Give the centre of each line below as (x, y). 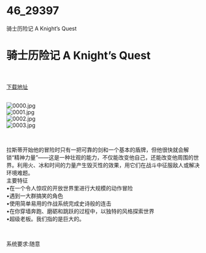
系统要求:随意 (24, 244)
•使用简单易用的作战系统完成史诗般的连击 (59, 203)
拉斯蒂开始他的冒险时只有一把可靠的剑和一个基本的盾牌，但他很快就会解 (97, 150)
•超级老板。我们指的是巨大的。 (45, 219)
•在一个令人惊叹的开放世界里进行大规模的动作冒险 (70, 188)
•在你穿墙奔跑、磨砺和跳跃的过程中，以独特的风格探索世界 (80, 211)
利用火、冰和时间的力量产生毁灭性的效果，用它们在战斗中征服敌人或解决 (108, 165)
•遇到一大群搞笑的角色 (35, 196)
